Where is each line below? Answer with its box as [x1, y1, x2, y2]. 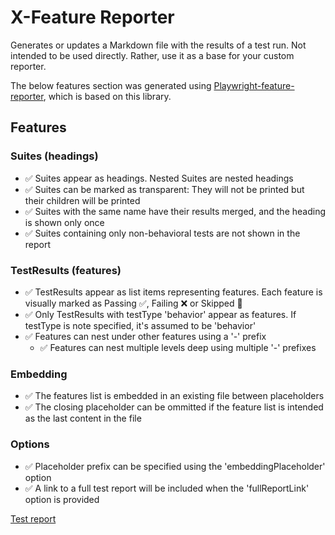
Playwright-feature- [213, 79, 295, 91]
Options [10, 437, 50, 451]
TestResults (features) [10, 263, 122, 277]
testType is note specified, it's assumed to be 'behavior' [24, 319, 257, 331]
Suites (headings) [10, 149, 99, 163]
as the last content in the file [24, 412, 142, 425]
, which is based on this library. [43, 90, 172, 102]
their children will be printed [24, 194, 141, 206]
